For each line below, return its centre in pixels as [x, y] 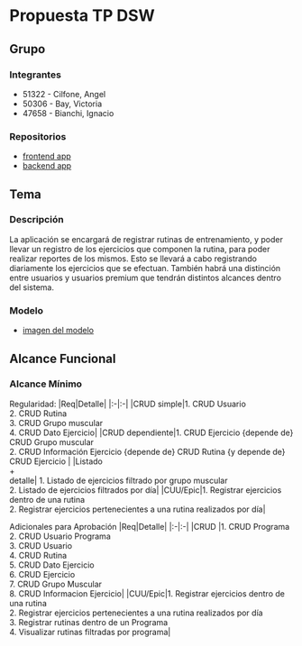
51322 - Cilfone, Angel [64, 94]
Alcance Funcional [63, 358]
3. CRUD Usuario [41, 545]
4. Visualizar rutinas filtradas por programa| [90, 632]
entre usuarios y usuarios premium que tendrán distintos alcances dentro [146, 278]
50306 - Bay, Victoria [62, 104]
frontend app [47, 156]
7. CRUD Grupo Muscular [55, 584]
